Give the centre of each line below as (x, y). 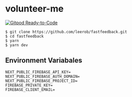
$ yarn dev (17, 45)
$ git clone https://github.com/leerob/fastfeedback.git (66, 32)
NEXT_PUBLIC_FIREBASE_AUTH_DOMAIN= (43, 76)
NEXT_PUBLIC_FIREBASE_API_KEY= (38, 72)
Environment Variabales (44, 61)
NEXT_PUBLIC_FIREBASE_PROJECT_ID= (42, 81)
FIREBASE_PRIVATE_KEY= (29, 85)
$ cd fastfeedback (24, 36)
